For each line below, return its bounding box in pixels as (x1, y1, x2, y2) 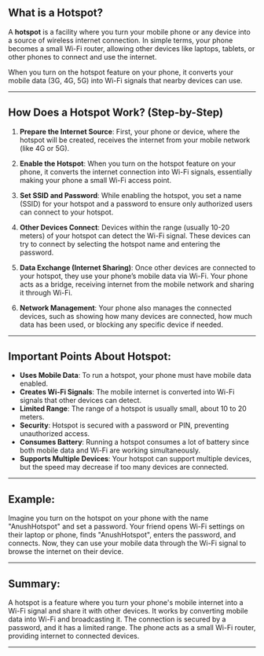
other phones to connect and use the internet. (8, 52, 157, 61)
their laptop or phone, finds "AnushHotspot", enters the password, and (8, 530, 236, 540)
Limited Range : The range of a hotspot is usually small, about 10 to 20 (19, 404, 247, 413)
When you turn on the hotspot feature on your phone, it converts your (8, 67, 234, 77)
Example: (8, 493, 55, 506)
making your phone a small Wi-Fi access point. (19, 175, 172, 185)
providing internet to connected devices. (8, 632, 140, 641)
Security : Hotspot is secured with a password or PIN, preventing (19, 420, 229, 431)
